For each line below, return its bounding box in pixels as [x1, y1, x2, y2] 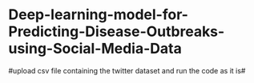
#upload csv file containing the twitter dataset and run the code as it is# [8, 65, 246, 75]
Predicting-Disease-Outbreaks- [8, 22, 225, 41]
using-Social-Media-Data [8, 40, 182, 57]
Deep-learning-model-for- [8, 6, 188, 24]
